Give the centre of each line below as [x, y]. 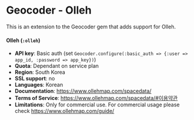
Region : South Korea [40, 72]
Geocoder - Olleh [49, 10]
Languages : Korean [39, 85]
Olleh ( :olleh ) [23, 40]
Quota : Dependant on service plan [57, 66]
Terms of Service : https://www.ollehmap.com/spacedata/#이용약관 [96, 98]
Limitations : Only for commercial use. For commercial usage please [97, 105]
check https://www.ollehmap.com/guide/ [64, 111]
